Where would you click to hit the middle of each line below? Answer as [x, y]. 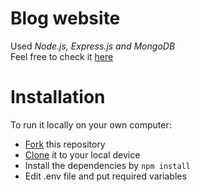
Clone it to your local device [82, 154]
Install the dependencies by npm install [107, 165]
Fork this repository [65, 144]
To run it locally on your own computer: [91, 124]
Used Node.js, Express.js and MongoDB [93, 46]
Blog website [65, 18]
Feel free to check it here [62, 56]
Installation [58, 97]
